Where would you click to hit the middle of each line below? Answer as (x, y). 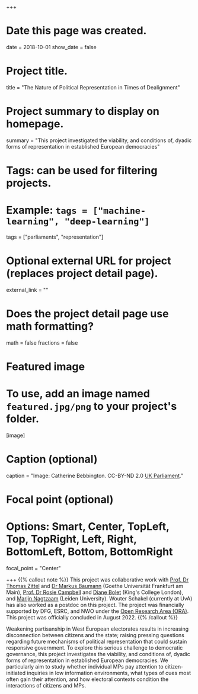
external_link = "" (27, 290)
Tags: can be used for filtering (82, 171)
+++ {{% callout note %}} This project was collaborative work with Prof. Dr (98, 580)
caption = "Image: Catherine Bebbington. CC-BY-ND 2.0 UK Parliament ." (95, 475)
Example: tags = (47, 210)
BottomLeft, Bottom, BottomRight (90, 552)
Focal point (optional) (60, 499)
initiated (16, 673)
